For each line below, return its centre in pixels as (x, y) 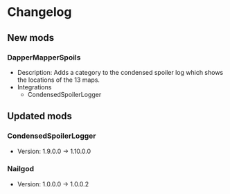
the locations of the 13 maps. (59, 80)
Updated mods (40, 116)
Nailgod (21, 169)
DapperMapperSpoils (44, 58)
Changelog (39, 12)
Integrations (34, 87)
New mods (31, 38)
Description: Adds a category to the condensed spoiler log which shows (120, 72)
